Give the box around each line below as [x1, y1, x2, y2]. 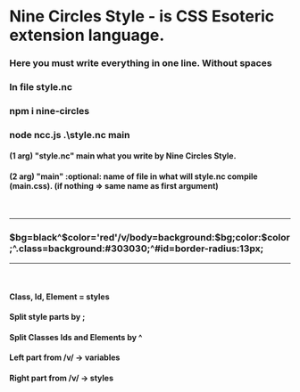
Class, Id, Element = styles [9, 291, 110, 302]
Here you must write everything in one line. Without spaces [9, 57, 272, 69]
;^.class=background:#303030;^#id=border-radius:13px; [9, 242, 264, 255]
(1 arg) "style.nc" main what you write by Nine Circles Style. [9, 151, 237, 161]
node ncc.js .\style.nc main [9, 128, 130, 141]
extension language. [9, 25, 165, 45]
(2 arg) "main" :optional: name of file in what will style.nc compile [9, 171, 258, 182]
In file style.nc [9, 81, 73, 94]
